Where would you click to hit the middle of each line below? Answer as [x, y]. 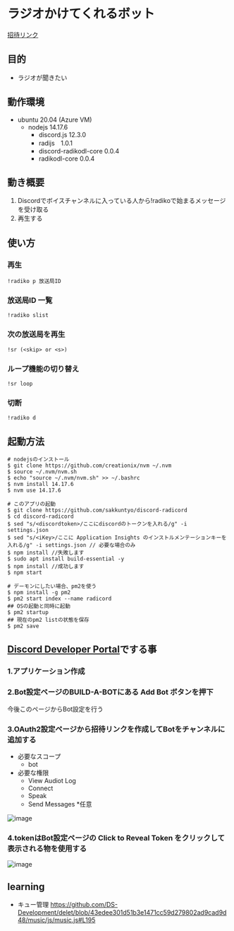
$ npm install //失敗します [46, 553]
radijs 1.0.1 [55, 143]
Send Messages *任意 [60, 804]
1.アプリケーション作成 [46, 671]
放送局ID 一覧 [30, 300]
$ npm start [25, 573]
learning [26, 887]
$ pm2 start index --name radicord [60, 599]
